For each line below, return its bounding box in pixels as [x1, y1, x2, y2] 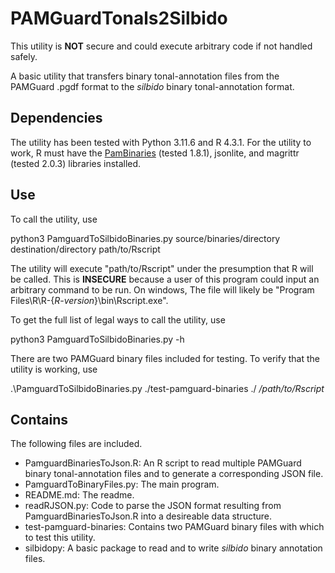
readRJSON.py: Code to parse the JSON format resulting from [24, 500, 282, 512]
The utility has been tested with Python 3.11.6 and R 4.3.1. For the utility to [10, 136, 312, 148]
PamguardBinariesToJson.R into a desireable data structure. [24, 510, 273, 522]
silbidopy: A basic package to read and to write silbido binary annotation [24, 542, 323, 554]
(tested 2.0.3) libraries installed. [10, 157, 142, 169]
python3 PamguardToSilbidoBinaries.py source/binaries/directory [10, 232, 281, 244]
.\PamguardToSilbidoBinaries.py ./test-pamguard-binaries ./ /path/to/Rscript [10, 382, 325, 394]
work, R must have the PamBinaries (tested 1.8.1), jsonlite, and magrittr [10, 147, 300, 159]
